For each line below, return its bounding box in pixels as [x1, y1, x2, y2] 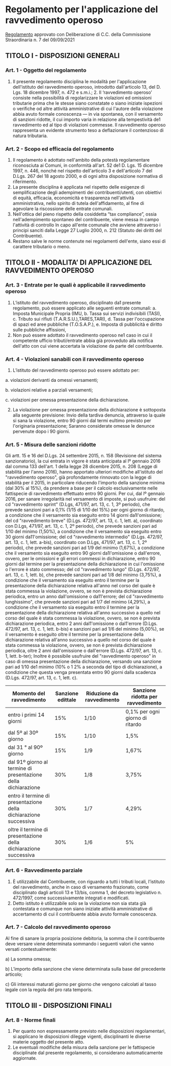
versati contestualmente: [5, 946, 58, 952]
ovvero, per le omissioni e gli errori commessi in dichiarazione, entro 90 [5, 556, 156, 562]
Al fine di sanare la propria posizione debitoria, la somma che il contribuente [5, 935, 165, 941]
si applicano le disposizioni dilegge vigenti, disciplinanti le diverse [12, 1033, 151, 1039]
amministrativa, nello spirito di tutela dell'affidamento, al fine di [12, 200, 144, 206]
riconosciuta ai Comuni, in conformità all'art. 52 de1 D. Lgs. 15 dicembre [12, 162, 163, 168]
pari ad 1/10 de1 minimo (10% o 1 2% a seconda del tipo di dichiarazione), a [5, 664, 162, 670]
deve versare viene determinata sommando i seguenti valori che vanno [5, 941, 154, 947]
